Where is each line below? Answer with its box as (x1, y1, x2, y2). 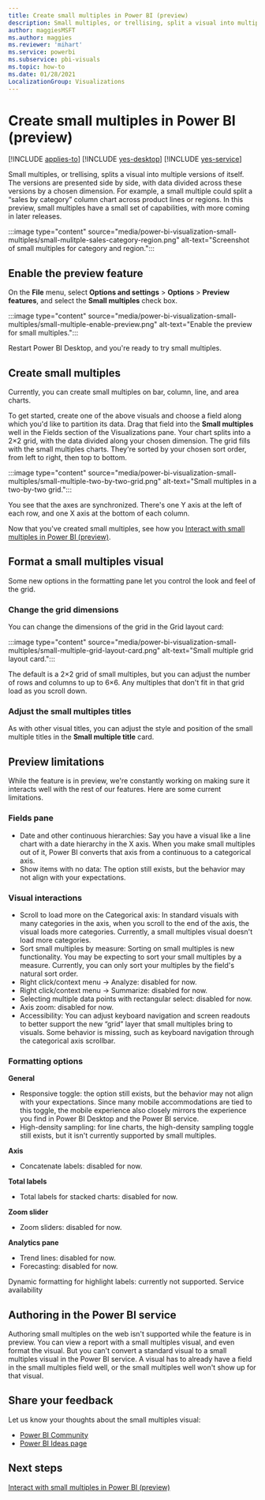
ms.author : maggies (8, 33, 73, 42)
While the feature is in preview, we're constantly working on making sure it (8, 776, 250, 786)
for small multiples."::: (8, 328, 79, 338)
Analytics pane (8, 1238, 59, 1247)
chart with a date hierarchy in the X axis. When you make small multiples (19, 838, 256, 849)
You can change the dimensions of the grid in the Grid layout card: (8, 622, 224, 632)
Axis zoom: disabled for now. (19, 1002, 114, 1011)
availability (8, 1285, 43, 1295)
